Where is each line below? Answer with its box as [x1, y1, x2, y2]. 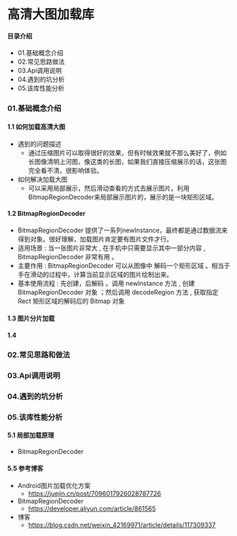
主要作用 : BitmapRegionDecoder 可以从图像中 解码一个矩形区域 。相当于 [17, 261, 231, 270]
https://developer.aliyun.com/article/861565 [28, 504, 156, 513]
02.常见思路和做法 [7, 350, 71, 360]
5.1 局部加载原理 [7, 431, 54, 440]
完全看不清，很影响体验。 [28, 166, 103, 174]
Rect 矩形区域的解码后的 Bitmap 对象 [17, 297, 125, 305]
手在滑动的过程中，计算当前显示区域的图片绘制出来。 [17, 270, 173, 278]
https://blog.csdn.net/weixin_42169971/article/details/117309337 [28, 521, 216, 529]
